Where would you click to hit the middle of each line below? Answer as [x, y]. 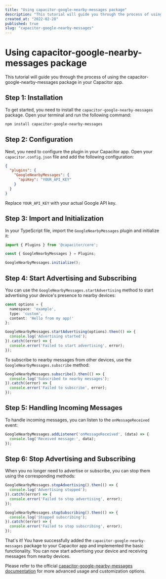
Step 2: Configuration [39, 140]
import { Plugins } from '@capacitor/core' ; [52, 245]
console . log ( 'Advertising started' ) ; [48, 337]
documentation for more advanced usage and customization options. [75, 571]
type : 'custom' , [26, 314]
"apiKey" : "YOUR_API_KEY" [45, 180]
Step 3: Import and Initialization [54, 219]
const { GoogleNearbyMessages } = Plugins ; [51, 254]
